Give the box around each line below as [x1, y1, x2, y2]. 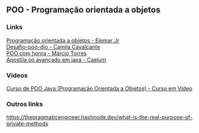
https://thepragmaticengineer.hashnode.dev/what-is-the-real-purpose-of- [6, 114, 193, 121]
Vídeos [6, 71, 28, 79]
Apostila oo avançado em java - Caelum [6, 56, 106, 63]
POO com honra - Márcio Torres [6, 50, 87, 57]
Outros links [6, 100, 43, 108]
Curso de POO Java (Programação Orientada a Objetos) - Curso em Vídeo [6, 85, 193, 92]
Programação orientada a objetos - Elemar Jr [6, 36, 120, 44]
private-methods [6, 120, 49, 128]
